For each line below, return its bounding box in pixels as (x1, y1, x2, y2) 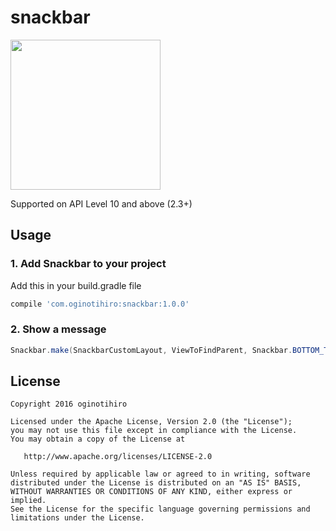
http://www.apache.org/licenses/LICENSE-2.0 (23, 452, 213, 462)
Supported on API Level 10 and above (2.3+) (10, 197, 193, 210)
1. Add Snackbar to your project (10, 257, 167, 271)
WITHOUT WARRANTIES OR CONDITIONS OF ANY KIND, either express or (10, 487, 293, 497)
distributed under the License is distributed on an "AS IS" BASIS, (10, 478, 302, 488)
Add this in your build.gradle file (10, 279, 142, 291)
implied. (10, 496, 47, 506)
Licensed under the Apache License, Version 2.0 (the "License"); (10, 417, 293, 427)
